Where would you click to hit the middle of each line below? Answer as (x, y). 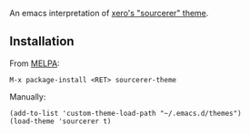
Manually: (28, 96)
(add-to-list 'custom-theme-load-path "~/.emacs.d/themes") (126, 113)
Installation (42, 41)
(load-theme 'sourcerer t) (60, 121)
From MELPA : (35, 63)
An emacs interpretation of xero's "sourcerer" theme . (109, 13)
